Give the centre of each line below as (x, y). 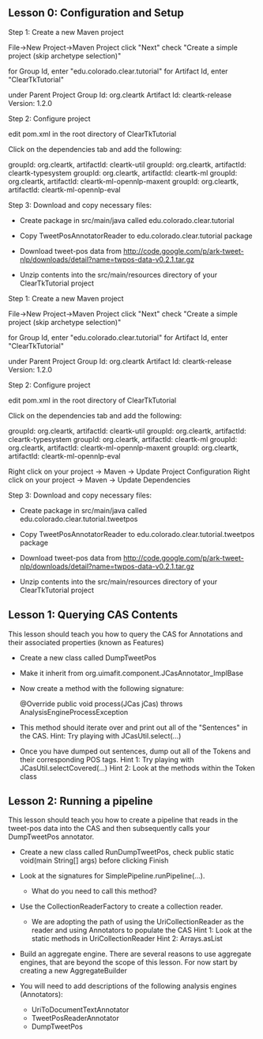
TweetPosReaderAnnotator (75, 1018)
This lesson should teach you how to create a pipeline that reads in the (123, 820)
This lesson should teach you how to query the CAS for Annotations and (126, 634)
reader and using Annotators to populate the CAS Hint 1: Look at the (142, 930)
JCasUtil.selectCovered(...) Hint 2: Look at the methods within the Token (137, 768)
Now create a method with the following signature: (101, 688)
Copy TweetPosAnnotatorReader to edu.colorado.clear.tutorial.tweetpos (137, 534)
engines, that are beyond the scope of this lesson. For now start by (129, 962)
